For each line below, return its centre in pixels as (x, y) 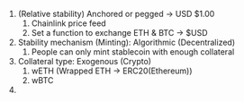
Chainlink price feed (68, 23)
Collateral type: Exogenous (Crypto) (84, 61)
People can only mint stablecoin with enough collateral (133, 52)
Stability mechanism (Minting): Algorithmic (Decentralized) (127, 42)
